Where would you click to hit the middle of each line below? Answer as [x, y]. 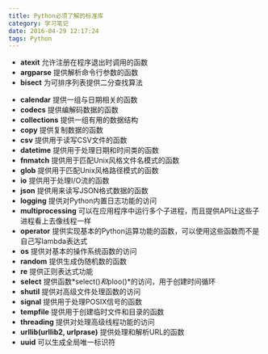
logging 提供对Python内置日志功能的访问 [88, 201]
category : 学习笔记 [39, 23]
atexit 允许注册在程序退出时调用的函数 [84, 62]
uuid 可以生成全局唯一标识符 [67, 342]
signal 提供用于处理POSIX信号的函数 [81, 302]
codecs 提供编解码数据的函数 [69, 110]
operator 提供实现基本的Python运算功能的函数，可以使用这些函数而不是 [140, 231]
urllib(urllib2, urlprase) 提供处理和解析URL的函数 [102, 332]
